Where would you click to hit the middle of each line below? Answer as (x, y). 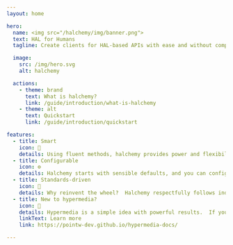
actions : (25, 83)
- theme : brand (41, 90)
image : (22, 58)
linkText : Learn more (50, 219)
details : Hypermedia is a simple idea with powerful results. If (117, 212)
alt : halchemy (39, 71)
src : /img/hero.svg (47, 65)
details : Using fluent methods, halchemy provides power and (109, 154)
